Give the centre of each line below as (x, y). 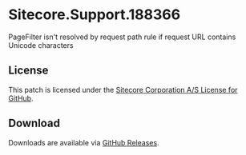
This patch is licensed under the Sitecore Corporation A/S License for (123, 89)
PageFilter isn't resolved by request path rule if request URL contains (122, 37)
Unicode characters (41, 45)
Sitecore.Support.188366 (95, 15)
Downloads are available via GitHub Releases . (84, 142)
